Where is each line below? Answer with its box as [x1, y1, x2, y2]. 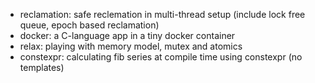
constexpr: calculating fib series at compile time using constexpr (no [19, 51, 303, 63]
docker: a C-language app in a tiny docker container [19, 30, 236, 41]
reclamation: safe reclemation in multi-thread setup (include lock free [19, 9, 306, 20]
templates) [19, 62, 65, 73]
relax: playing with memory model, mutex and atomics [19, 40, 243, 52]
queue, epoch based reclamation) [19, 19, 160, 31]
